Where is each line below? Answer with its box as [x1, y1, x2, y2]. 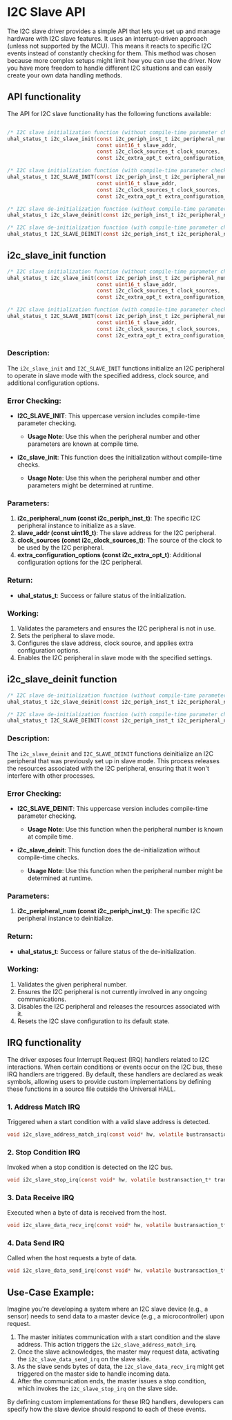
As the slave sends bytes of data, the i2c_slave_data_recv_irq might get [17, 1363, 224, 1371]
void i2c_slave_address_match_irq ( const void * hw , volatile [7, 1131, 184, 1138]
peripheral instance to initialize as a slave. [17, 521, 137, 530]
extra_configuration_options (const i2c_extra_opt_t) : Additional [17, 551, 202, 559]
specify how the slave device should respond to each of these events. [7, 1405, 206, 1414]
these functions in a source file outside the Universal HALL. [7, 1085, 176, 1093]
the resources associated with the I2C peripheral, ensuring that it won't [7, 764, 209, 772]
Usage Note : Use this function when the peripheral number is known [27, 825, 224, 833]
